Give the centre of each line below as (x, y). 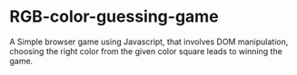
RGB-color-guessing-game (114, 17)
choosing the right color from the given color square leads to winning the (146, 51)
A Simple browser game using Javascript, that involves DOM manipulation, (149, 42)
